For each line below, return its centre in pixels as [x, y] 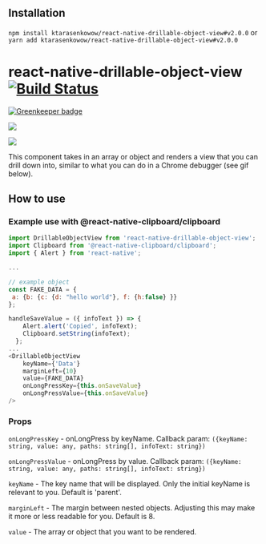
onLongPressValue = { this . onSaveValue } [86, 393]
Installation [37, 13]
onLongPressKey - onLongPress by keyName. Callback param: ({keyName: [128, 439]
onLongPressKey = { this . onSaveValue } [82, 386]
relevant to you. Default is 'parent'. [65, 493]
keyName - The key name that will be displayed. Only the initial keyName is [129, 484]
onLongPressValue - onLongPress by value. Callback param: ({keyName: [125, 461]
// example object [39, 282]
